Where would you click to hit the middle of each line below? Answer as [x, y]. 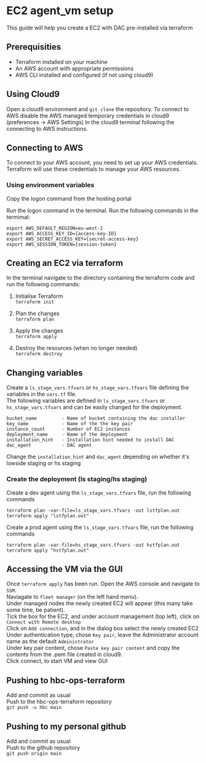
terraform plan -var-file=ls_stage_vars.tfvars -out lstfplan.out [93, 511]
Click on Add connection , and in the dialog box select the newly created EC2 [102, 628]
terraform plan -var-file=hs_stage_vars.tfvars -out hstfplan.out [93, 545]
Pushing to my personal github [66, 726]
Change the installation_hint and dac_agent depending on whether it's [98, 457]
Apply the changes [39, 331]
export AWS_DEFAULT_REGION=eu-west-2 [55, 228]
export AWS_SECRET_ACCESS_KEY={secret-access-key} [73, 239]
